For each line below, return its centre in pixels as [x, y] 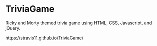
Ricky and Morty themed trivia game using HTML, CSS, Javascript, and [79, 23]
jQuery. [13, 28]
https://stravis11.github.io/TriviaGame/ [44, 38]
